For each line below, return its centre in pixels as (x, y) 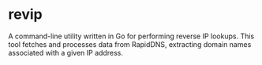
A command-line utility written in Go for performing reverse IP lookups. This (131, 36)
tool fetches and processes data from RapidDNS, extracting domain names (130, 44)
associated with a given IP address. (66, 52)
